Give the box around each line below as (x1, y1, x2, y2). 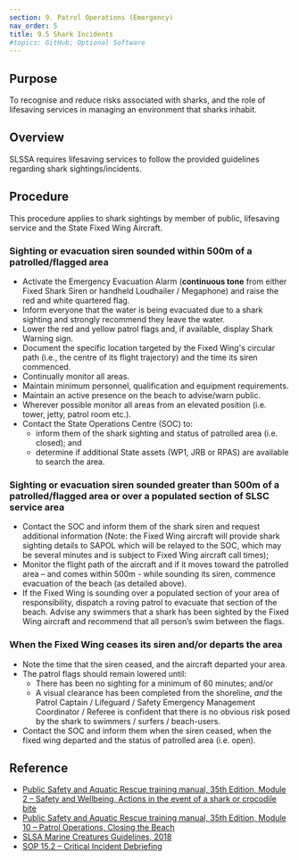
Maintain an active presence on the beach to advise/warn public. (21, 389, 262, 400)
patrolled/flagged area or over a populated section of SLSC (9, 489, 270, 502)
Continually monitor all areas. (21, 371, 130, 381)
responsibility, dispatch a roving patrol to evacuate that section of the (21, 597, 278, 608)
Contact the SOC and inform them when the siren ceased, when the (21, 725, 272, 736)
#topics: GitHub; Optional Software (9, 38, 145, 47)
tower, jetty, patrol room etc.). (21, 408, 132, 420)
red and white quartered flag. (21, 295, 130, 305)
